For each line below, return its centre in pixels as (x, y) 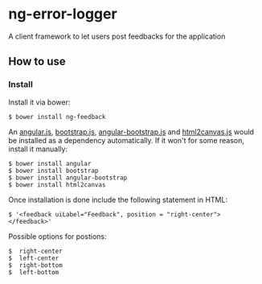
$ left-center (34, 258)
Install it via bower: (39, 102)
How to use (37, 62)
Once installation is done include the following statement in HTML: (118, 200)
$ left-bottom (34, 272)
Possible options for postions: (57, 236)
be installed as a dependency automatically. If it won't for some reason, (127, 140)
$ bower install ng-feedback (57, 117)
